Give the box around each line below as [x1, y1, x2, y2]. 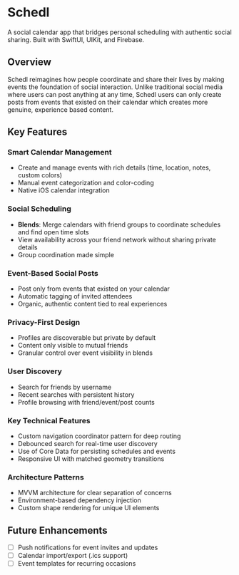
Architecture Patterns [7, 472, 84, 482]
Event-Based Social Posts [7, 268, 98, 278]
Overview [7, 56, 52, 68]
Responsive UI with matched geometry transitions [17, 454, 165, 463]
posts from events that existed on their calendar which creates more [7, 98, 208, 106]
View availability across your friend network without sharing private [17, 235, 216, 244]
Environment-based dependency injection [17, 496, 141, 504]
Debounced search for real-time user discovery [17, 439, 158, 447]
